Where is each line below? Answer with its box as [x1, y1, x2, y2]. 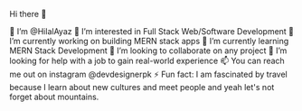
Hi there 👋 [9, 9, 47, 19]
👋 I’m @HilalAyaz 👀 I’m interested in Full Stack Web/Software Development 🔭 [9, 26, 295, 36]
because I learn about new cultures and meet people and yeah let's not [9, 82, 275, 92]
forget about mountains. [9, 91, 99, 102]
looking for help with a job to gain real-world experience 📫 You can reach [9, 55, 285, 66]
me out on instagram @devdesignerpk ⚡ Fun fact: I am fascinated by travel [9, 69, 288, 79]
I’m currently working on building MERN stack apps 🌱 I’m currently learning [9, 36, 289, 46]
